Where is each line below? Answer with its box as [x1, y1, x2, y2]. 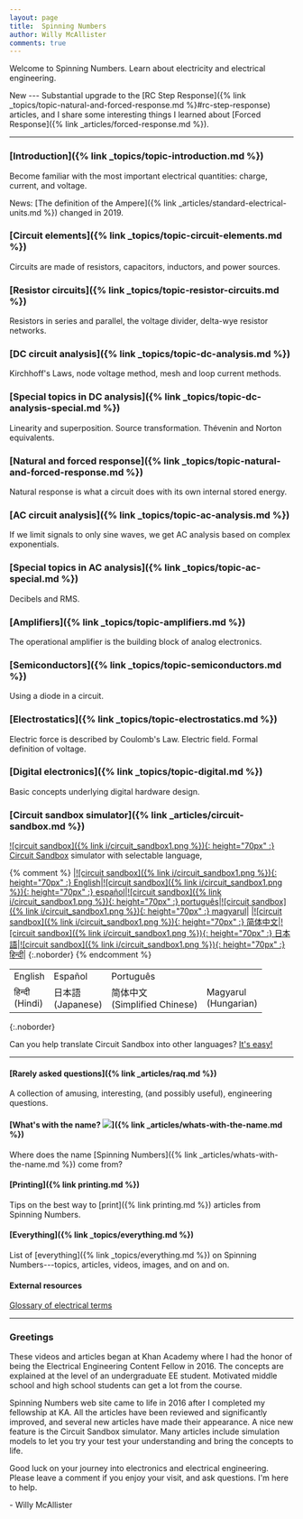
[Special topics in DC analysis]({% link [9, 391, 181, 403]
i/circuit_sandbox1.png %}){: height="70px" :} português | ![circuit [9, 897, 250, 907]
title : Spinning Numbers [9, 22, 106, 31]
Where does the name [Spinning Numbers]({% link [9, 1149, 198, 1160]
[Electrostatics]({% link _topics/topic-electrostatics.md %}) [9, 713, 278, 726]
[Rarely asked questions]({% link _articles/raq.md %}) [9, 1068, 217, 1079]
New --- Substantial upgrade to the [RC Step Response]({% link [9, 90, 246, 101]
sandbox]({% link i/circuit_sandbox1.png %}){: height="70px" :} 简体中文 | [9, 916, 281, 927]
